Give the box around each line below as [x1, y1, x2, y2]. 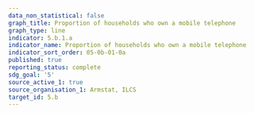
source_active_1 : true [8, 78, 83, 86]
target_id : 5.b [8, 93, 59, 101]
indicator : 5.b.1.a [8, 33, 73, 42]
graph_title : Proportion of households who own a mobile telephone [8, 19, 237, 27]
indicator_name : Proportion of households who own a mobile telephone [8, 41, 247, 49]
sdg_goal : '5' [8, 71, 56, 79]
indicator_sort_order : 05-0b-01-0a [8, 49, 126, 56]
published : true [8, 56, 62, 64]
